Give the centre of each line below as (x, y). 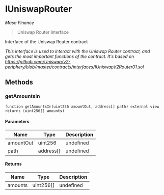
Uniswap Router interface (43, 32)
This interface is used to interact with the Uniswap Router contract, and (78, 51)
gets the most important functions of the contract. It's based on (69, 56)
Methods (19, 82)
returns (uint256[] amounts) (35, 111)
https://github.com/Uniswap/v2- (38, 61)
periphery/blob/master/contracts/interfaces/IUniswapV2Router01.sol (75, 67)
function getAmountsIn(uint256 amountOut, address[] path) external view (82, 107)
